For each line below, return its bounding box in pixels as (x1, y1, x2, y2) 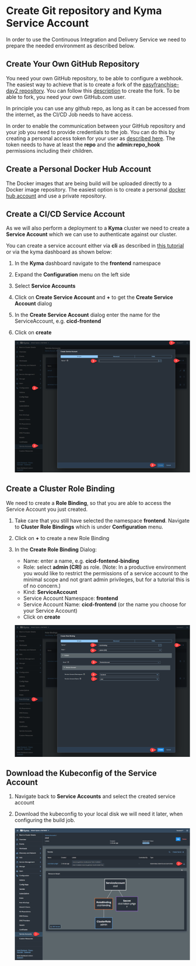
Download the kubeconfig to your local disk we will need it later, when (14, 810, 183, 818)
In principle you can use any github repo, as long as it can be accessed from (6, 104, 190, 112)
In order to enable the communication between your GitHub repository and (6, 122, 185, 129)
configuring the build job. (14, 817, 75, 824)
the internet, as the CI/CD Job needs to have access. (6, 111, 133, 118)
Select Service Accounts (14, 282, 76, 289)
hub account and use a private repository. (6, 192, 107, 199)
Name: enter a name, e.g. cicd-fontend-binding (23, 557, 139, 564)
